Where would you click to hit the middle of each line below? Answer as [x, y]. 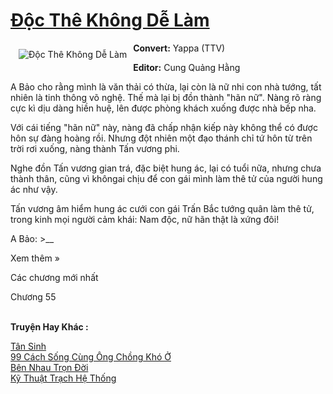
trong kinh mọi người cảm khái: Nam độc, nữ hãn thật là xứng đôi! [145, 219]
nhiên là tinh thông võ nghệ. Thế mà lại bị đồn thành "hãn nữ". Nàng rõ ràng [166, 97]
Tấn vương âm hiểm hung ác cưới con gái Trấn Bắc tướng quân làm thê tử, [162, 208]
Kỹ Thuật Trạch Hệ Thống [63, 378]
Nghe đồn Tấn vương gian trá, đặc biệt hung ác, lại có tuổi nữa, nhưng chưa [166, 168]
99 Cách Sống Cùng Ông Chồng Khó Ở [91, 356]
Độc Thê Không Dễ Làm [110, 20]
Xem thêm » [35, 258]
